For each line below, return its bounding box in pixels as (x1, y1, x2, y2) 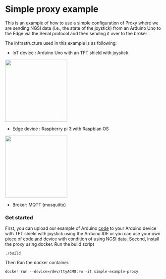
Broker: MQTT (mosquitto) (12, 202, 66, 208)
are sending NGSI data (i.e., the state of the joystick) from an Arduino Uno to (5, 25, 161, 31)
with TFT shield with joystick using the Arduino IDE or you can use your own (5, 231, 161, 237)
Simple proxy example (5, 3, 99, 15)
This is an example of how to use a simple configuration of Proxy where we (5, 20, 159, 26)
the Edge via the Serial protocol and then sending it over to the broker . (5, 30, 150, 36)
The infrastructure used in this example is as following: (5, 40, 117, 46)
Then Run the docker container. (5, 260, 70, 266)
